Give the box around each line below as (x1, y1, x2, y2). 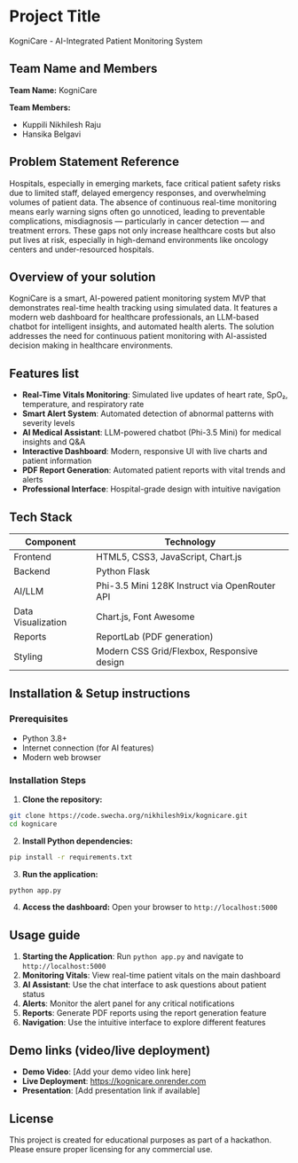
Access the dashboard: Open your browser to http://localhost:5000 (21, 902, 278, 913)
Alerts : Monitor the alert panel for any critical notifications (21, 998, 235, 1009)
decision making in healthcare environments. (9, 340, 173, 351)
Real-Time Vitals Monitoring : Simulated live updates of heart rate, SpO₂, (21, 389, 288, 400)
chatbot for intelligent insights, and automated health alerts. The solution (9, 321, 275, 332)
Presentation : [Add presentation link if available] (21, 1085, 200, 1096)
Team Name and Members (9, 61, 158, 76)
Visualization (13, 617, 67, 628)
